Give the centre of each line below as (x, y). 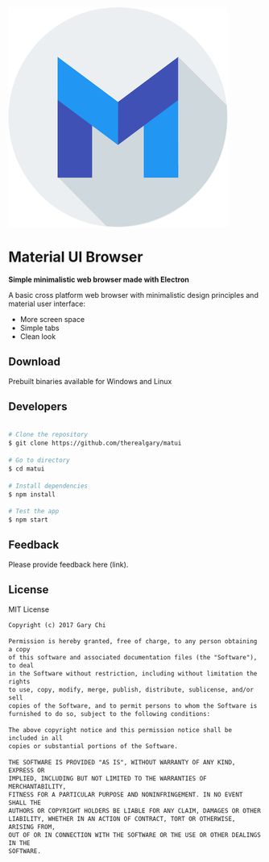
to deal (21, 665)
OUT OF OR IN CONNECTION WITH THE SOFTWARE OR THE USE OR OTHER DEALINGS (135, 835)
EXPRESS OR (27, 770)
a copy (19, 649)
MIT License (29, 609)
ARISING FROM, (32, 826)
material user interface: (47, 303)
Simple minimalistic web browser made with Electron (99, 279)
